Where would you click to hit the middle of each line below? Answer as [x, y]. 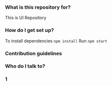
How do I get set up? [30, 30]
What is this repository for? [38, 7]
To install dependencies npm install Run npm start [56, 41]
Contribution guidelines [33, 53]
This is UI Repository [26, 18]
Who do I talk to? [25, 66]
